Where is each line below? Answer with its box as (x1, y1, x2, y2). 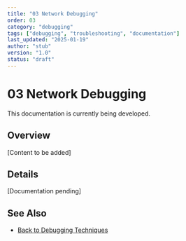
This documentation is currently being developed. (7, 109, 151, 118)
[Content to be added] (7, 148, 71, 156)
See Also (7, 207, 47, 219)
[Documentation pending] (7, 187, 82, 195)
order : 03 (7, 17, 36, 24)
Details (7, 168, 38, 180)
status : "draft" (7, 56, 55, 63)
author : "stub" (7, 43, 52, 50)
